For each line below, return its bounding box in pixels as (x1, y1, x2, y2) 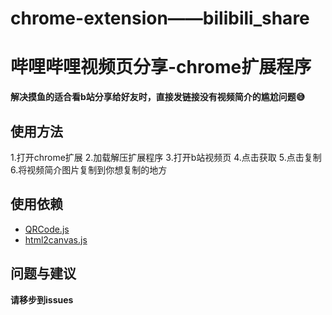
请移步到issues (10, 293, 74, 306)
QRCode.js (24, 223, 70, 235)
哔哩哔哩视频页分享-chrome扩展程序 (10, 56, 312, 79)
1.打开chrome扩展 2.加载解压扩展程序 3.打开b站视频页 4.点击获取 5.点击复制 (10, 151, 322, 163)
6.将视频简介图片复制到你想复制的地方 (10, 163, 168, 176)
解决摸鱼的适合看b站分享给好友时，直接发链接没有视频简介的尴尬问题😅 (10, 91, 306, 103)
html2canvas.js (24, 233, 88, 246)
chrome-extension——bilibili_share (10, 7, 310, 30)
